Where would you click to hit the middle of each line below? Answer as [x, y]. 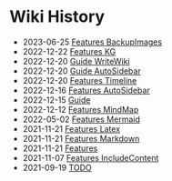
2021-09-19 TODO [57, 167]
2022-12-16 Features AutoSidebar [86, 90]
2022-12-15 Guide [56, 100]
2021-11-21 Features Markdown [81, 138]
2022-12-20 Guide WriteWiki [76, 61]
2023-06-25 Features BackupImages [92, 42]
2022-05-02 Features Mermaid [81, 119]
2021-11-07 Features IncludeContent [91, 157]
